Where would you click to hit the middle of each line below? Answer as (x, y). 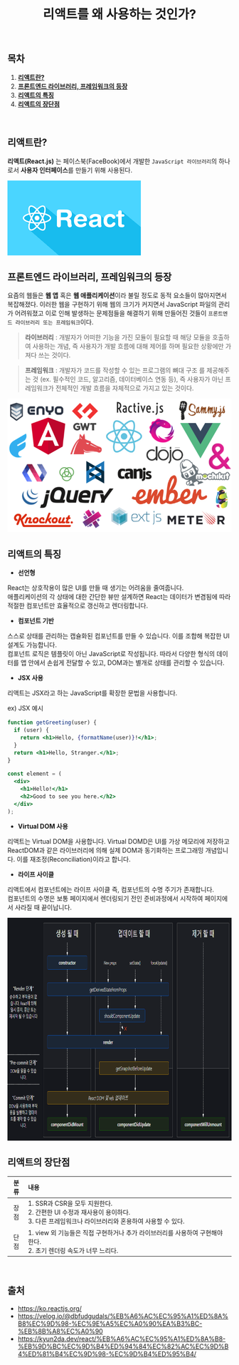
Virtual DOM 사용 (43, 826)
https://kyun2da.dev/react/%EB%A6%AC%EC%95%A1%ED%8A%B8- (122, 1339)
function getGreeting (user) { (52, 723)
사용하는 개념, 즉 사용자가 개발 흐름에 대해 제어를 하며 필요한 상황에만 (128, 347)
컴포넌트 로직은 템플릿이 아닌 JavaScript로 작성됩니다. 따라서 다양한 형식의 (111, 654)
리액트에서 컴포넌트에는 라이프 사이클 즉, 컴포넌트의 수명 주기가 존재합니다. (111, 889)
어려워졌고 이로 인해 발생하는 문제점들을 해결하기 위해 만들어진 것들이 (111, 313)
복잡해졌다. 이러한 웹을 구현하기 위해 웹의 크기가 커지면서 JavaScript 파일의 (112, 305)
